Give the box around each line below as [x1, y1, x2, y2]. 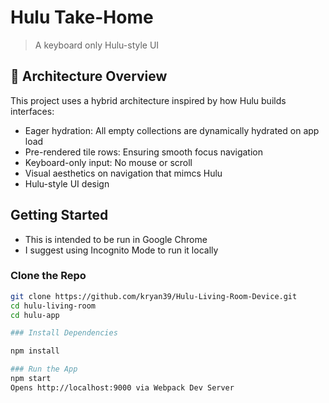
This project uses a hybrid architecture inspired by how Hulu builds [10, 94, 287, 106]
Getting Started [10, 207, 109, 224]
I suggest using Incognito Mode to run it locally [24, 244, 219, 256]
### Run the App [10, 364, 78, 375]
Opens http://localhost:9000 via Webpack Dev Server [10, 382, 235, 393]
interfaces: [10, 105, 55, 117]
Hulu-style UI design [24, 177, 110, 190]
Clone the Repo [10, 269, 87, 283]
